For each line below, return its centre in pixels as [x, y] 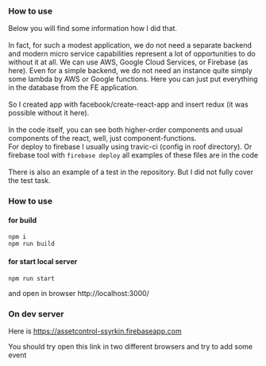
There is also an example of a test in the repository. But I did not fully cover [131, 172]
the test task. [30, 181]
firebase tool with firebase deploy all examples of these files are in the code [133, 155]
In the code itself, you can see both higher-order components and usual [126, 130]
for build [23, 220]
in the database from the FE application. [73, 88]
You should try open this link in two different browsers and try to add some [130, 346]
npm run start [32, 278]
